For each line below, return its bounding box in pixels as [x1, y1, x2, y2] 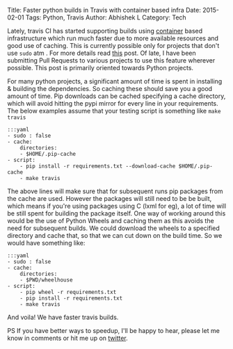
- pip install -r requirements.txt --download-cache [19, 163, 176, 170]
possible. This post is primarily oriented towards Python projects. [7, 64, 193, 72]
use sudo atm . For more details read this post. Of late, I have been [7, 49, 196, 57]
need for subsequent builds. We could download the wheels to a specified [7, 224, 220, 232]
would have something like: [7, 239, 86, 247]
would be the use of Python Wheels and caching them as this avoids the [7, 217, 214, 225]
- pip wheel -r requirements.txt [19, 289, 117, 295]
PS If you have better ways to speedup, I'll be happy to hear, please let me [7, 327, 220, 334]
